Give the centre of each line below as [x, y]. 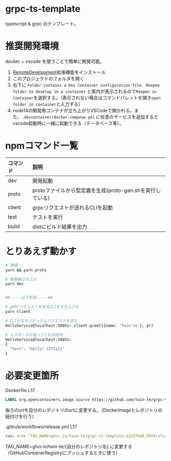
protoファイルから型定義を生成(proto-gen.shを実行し [97, 190]
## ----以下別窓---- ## [29, 298]
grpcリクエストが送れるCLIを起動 [73, 207]
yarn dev [15, 284]
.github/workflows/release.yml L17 [41, 426]
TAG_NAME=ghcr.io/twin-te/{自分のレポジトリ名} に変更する [69, 446]
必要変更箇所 [32, 376]
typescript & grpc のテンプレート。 [42, 23]
